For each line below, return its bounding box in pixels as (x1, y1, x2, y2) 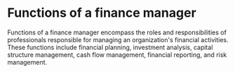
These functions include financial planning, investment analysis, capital (7, 43, 213, 51)
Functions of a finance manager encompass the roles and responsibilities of (7, 28, 227, 36)
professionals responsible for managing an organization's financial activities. (7, 35, 229, 44)
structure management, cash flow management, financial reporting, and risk (7, 51, 227, 59)
